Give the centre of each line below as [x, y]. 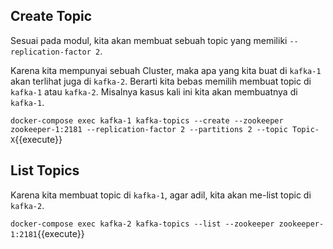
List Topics [45, 170]
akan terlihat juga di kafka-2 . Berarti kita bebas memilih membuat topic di [161, 81]
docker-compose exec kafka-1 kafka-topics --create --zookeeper [147, 120]
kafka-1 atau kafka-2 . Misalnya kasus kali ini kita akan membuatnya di [154, 91]
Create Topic [51, 16]
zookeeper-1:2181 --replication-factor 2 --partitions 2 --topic [149, 129]
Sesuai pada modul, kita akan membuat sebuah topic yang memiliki [149, 40]
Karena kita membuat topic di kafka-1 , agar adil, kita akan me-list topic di [161, 195]
